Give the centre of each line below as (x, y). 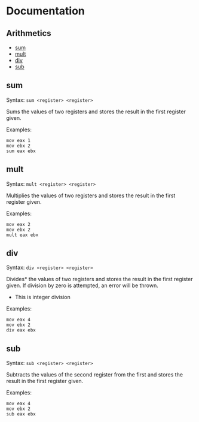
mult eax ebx (22, 235)
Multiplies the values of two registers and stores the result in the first (91, 195)
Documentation (46, 11)
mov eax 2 (19, 224)
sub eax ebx (21, 414)
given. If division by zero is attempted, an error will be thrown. (82, 285)
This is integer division (42, 297)
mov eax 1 (19, 140)
